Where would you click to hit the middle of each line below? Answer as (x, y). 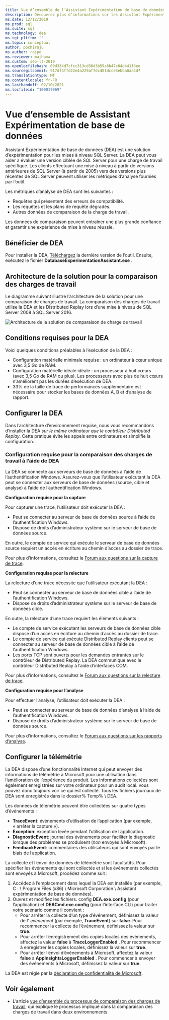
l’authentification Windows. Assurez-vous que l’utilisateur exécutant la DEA (83, 477)
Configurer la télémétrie (44, 757)
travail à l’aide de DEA (32, 460)
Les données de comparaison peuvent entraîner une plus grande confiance (83, 222)
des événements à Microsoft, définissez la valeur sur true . (80, 963)
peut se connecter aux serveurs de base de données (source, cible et (77, 482)
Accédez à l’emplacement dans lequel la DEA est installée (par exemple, (87, 883)
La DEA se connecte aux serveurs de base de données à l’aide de (73, 471)
